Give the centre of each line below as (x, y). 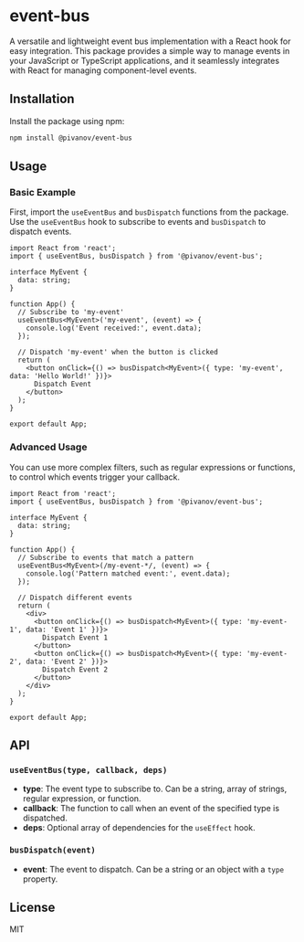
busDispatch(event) (52, 850)
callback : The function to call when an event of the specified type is (151, 809)
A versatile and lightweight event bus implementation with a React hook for (150, 41)
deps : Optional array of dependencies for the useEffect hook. (139, 828)
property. (40, 879)
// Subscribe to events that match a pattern (106, 557)
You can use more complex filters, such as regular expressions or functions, (152, 467)
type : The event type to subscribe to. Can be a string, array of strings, (155, 789)
